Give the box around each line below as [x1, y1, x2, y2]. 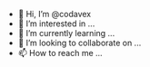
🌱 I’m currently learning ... [17, 28, 115, 38]
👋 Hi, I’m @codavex [17, 9, 92, 19]
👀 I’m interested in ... [17, 18, 95, 29]
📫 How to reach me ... [17, 48, 103, 58]
